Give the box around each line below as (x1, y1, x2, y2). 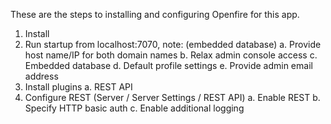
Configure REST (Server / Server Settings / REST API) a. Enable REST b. (24, 92, 321, 103)
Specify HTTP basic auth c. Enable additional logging (24, 102, 245, 114)
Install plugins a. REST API (24, 81, 133, 93)
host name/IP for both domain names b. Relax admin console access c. (24, 49, 318, 61)
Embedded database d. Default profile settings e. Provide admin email (24, 60, 313, 71)
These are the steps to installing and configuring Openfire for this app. (10, 9, 300, 20)
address (24, 70, 59, 82)
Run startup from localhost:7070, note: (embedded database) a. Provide (24, 39, 322, 50)
